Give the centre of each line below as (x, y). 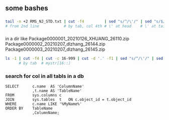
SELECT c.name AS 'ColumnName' (45, 87)
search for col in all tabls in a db (45, 76)
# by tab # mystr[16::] (45, 63)
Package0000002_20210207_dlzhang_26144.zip (55, 44)
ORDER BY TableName (29, 108)
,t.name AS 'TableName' (57, 91)
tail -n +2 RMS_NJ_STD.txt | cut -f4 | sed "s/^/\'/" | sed (78, 22)
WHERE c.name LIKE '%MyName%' (44, 104)
